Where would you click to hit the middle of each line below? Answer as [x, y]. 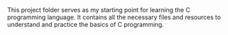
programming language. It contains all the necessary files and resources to [114, 17]
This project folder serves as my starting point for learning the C [99, 10]
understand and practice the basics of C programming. [86, 24]
